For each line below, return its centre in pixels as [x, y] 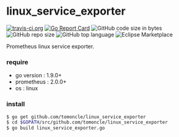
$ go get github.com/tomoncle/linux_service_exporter [76, 117]
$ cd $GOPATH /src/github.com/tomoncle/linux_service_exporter [87, 122]
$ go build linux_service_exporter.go [56, 128]
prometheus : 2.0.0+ [41, 82]
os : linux [27, 88]
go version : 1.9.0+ [38, 76]
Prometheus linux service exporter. [50, 46]
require [17, 62]
